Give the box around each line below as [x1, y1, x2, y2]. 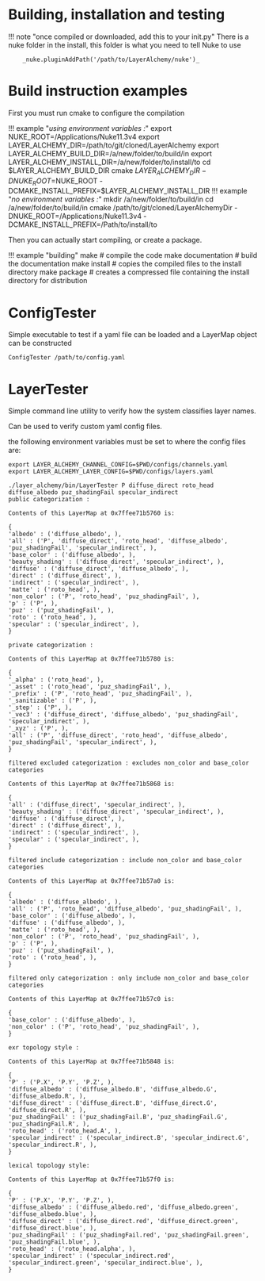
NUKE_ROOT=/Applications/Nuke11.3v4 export [8, 132, 160, 141]
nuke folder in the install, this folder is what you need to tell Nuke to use [8, 40, 241, 49]
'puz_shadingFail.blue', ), [8, 1238, 101, 1246]
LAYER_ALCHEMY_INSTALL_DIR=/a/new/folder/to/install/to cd [8, 157, 211, 167]
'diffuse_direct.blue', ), [8, 1224, 97, 1233]
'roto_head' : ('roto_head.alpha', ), [8, 1245, 136, 1253]
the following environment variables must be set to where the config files [8, 437, 247, 447]
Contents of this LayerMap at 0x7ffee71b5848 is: [8, 1057, 176, 1066]
